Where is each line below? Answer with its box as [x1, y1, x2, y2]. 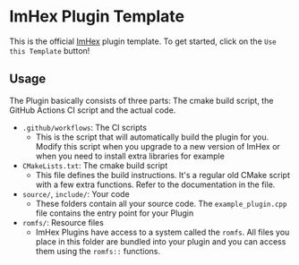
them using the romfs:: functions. [35, 245, 161, 256]
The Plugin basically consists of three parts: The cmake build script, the [9, 95, 274, 106]
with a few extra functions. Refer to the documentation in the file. [35, 179, 276, 190]
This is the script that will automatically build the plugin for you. [35, 132, 269, 142]
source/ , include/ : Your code [21, 188, 130, 199]
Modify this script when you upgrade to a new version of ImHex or [35, 141, 280, 151]
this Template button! [9, 45, 90, 56]
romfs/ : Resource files [21, 217, 105, 227]
